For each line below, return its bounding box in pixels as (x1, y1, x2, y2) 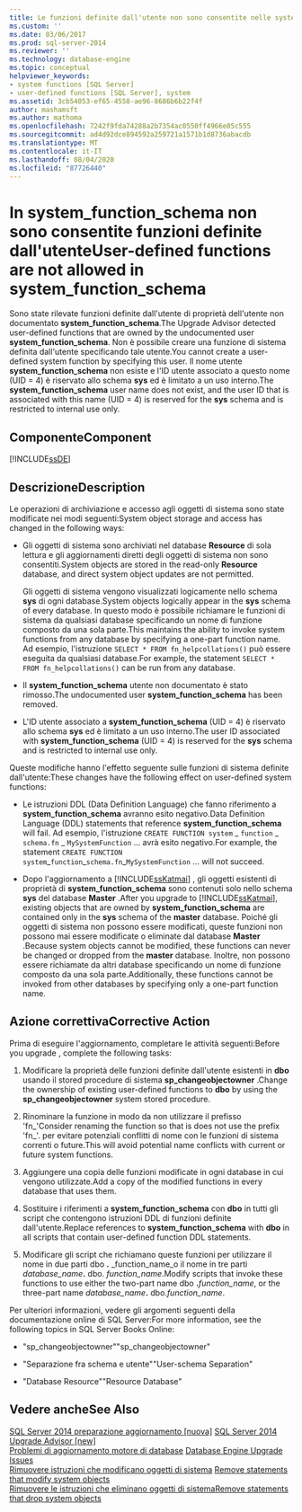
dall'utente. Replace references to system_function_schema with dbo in (22, 1222, 290, 1233)
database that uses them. (22, 1185, 117, 1196)
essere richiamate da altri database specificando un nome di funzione (22, 959, 281, 970)
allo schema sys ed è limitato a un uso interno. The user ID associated (22, 725, 280, 737)
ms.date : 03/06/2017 (9, 30, 87, 39)
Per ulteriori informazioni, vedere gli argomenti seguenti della (9, 1304, 235, 1315)
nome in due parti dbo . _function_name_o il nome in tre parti (22, 1259, 248, 1269)
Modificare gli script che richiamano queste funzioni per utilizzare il (22, 1249, 272, 1260)
